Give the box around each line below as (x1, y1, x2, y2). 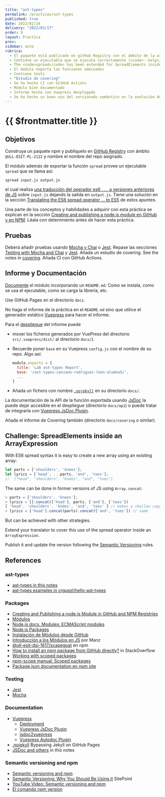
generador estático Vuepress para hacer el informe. (5, 312, 110, 318)
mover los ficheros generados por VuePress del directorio (12, 331, 130, 337)
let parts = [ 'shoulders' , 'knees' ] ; (5, 467, 82, 472)
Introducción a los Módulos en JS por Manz (12, 637, 101, 643)
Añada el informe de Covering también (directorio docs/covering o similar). (5, 417, 156, 423)
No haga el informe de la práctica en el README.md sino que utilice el (5, 306, 141, 312)
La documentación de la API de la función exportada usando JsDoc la (5, 398, 146, 403)
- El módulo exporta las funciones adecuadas (9, 67, 105, 72)
